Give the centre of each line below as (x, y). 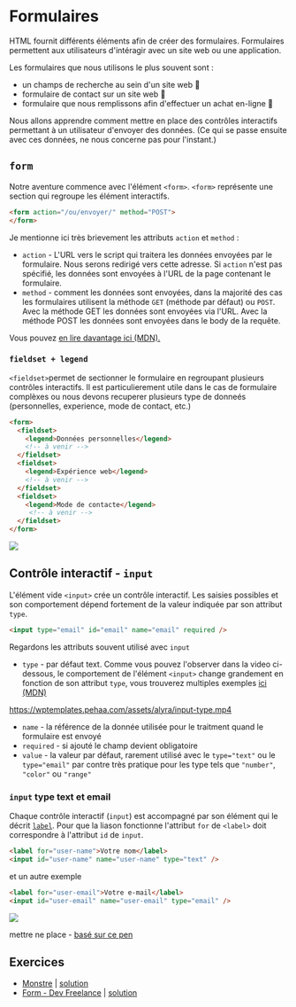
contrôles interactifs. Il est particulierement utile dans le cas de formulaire (143, 386)
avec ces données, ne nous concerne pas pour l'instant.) (113, 139)
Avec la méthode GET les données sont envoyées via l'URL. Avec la (144, 311)
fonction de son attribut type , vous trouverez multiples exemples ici (144, 683)
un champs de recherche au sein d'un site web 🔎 (111, 84)
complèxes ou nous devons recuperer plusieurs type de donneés (128, 396)
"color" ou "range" (57, 774)
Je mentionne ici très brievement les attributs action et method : (124, 238)
